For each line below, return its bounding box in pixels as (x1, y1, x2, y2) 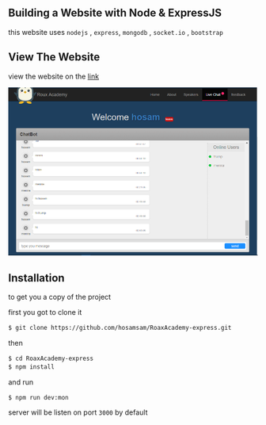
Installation (8, 271, 65, 285)
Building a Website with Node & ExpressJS (8, 6, 222, 20)
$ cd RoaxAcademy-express (8, 354, 93, 362)
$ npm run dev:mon (8, 393, 69, 401)
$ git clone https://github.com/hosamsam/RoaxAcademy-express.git (8, 324, 232, 331)
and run (8, 377, 34, 387)
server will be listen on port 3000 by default (8, 408, 148, 417)
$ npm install (8, 362, 55, 371)
